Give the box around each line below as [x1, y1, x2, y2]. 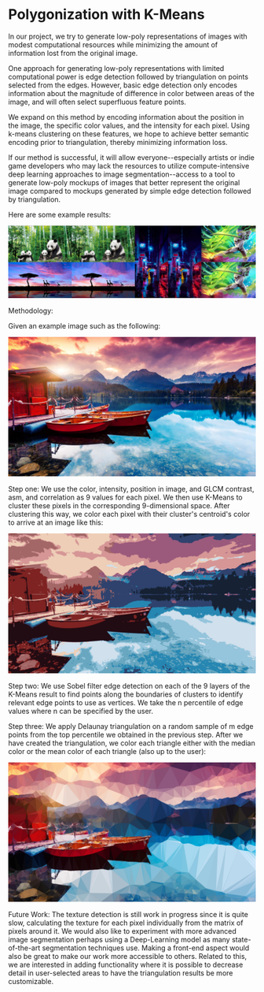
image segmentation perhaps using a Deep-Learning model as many [8, 935, 230, 945]
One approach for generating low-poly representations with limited [8, 63, 225, 72]
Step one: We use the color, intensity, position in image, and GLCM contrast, [8, 485, 255, 494]
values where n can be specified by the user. [8, 706, 154, 715]
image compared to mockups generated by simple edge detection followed [8, 186, 251, 195]
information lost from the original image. [8, 48, 138, 58]
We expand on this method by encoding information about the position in [8, 112, 244, 121]
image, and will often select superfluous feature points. [8, 97, 187, 106]
